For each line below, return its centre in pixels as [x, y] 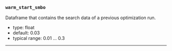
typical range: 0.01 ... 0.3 [39, 38]
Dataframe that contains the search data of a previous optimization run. [81, 18]
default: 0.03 [26, 33]
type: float [24, 28]
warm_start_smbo [26, 7]
